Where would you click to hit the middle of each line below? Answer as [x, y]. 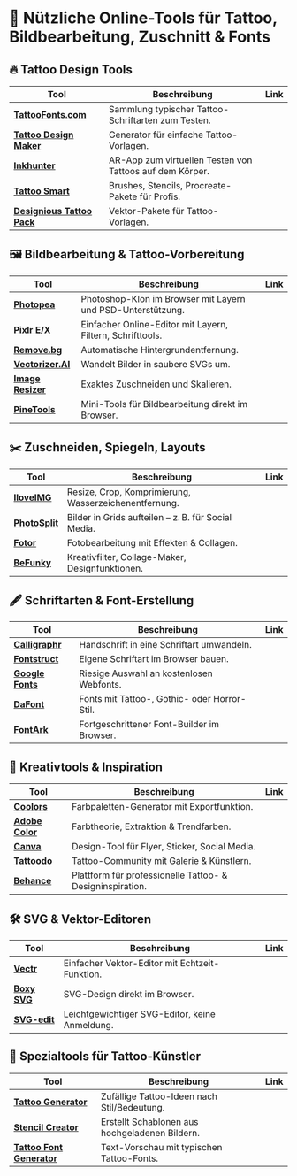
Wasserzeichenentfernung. [123, 503]
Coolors [31, 807]
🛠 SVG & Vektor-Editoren [80, 919]
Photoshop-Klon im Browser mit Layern [163, 298]
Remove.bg [38, 350]
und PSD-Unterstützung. [133, 310]
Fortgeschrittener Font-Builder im [149, 725]
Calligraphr [38, 645]
